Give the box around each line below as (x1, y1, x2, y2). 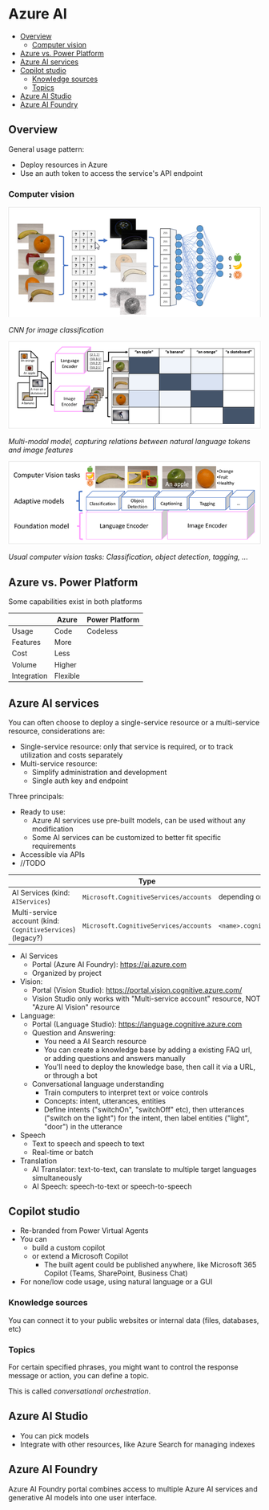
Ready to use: (19, 807, 66, 817)
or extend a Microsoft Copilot (31, 1251, 129, 1261)
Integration (11, 671, 48, 680)
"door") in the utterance (43, 1121, 122, 1131)
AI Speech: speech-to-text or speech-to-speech (31, 1181, 192, 1191)
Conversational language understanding (31, 1079, 164, 1088)
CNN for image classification (8, 325, 104, 335)
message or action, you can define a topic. (8, 1370, 150, 1380)
